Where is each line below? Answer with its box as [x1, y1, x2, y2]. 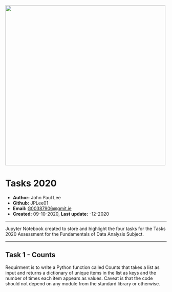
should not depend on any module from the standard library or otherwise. [5, 280, 160, 286]
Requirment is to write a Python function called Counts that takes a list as [5, 264, 160, 270]
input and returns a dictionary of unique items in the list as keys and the [5, 269, 156, 276]
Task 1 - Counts [5, 251, 56, 259]
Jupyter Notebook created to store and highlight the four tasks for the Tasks [5, 225, 166, 232]
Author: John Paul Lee [12, 194, 61, 200]
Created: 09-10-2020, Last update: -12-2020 [12, 211, 109, 217]
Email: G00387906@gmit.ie [12, 205, 72, 212]
